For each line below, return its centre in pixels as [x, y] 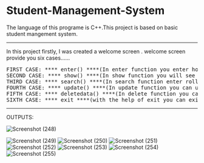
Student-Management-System [86, 11]
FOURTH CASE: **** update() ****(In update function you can [99, 88]
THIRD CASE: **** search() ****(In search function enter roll [102, 81]
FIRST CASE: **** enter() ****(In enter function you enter [98, 69]
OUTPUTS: [20, 117]
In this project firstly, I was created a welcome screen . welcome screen [96, 51]
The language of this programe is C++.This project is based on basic [92, 27]
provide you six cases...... [38, 58]
